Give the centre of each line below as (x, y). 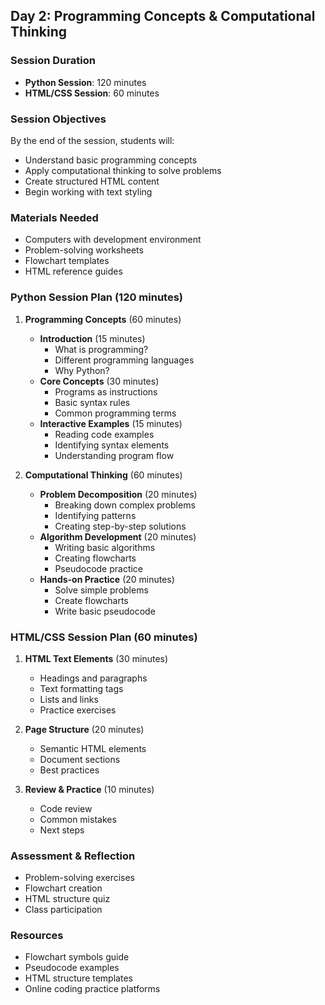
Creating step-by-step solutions (120, 526)
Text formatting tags (81, 688)
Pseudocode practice (99, 568)
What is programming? (101, 349)
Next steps (62, 830)
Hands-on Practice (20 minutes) (107, 579)
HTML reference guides (73, 271)
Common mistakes (78, 819)
